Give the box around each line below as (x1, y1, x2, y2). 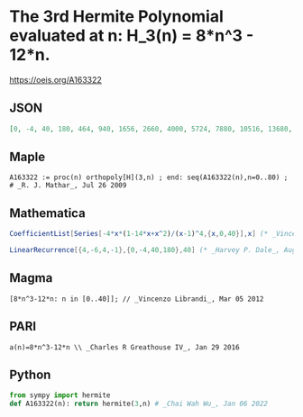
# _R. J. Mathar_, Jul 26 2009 (9, 181, 127, 190)
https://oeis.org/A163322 (9, 74, 102, 85)
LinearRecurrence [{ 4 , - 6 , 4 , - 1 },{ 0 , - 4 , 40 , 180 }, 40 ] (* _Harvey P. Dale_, (9, 246, 280, 255)
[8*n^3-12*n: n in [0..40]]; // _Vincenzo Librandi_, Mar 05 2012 (9, 295, 264, 304)
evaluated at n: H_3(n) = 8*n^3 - (9, 25, 254, 46)
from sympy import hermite (9, 391, 111, 400)
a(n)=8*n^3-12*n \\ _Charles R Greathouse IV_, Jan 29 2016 (9, 342, 241, 352)
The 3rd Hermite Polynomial (9, 6, 224, 27)
